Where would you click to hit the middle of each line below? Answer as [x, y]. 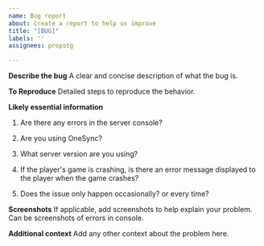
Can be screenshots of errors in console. [76, 218]
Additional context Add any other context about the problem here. [119, 234]
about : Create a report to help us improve [82, 23]
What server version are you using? [79, 154]
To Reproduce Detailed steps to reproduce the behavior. [102, 92]
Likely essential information [56, 107]
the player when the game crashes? [79, 178]
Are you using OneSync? [61, 139]
